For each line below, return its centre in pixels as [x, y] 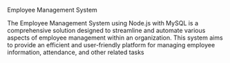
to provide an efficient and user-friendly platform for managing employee [111, 45]
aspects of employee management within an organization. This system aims [115, 38]
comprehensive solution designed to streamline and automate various [106, 30]
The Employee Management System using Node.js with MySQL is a [103, 23]
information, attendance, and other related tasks [76, 52]
